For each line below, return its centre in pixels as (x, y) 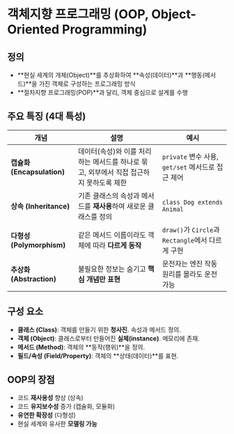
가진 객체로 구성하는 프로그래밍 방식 (87, 84)
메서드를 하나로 (116, 162)
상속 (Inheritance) (40, 206)
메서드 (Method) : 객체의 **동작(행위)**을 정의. (81, 347)
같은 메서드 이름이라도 (112, 235)
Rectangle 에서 (185, 240)
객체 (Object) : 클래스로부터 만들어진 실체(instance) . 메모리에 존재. (108, 338)
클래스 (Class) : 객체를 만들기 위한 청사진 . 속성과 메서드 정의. (99, 330)
